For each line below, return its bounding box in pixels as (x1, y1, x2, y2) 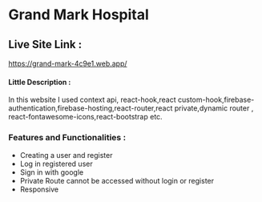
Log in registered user (19, 159, 94, 168)
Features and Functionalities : (8, 132, 127, 143)
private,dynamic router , (174, 103, 254, 113)
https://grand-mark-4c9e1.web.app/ (8, 59, 127, 68)
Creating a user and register (19, 150, 113, 160)
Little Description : (8, 77, 71, 87)
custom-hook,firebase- (177, 95, 255, 105)
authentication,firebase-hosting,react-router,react (8, 103, 173, 113)
